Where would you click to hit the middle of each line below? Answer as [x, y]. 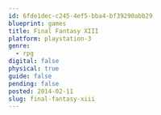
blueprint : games [37, 23]
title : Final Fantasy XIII [54, 31]
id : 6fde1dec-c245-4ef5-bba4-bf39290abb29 [80, 16]
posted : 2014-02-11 [41, 91]
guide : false [30, 76]
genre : [19, 46]
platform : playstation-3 [50, 38]
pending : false [34, 83]
